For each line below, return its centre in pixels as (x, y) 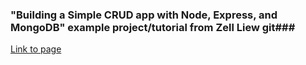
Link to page (36, 49)
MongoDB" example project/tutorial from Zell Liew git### (153, 27)
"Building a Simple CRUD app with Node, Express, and (144, 15)
